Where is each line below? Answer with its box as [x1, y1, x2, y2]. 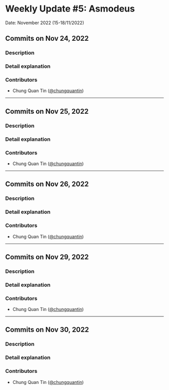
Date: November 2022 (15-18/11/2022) [5, 20, 84, 26]
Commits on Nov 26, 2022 [5, 180, 89, 189]
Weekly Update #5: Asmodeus [5, 3, 135, 15]
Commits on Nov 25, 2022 [5, 107, 89, 116]
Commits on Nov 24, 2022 [5, 34, 89, 43]
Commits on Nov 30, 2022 [5, 326, 89, 334]
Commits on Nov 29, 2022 [5, 253, 89, 261]
